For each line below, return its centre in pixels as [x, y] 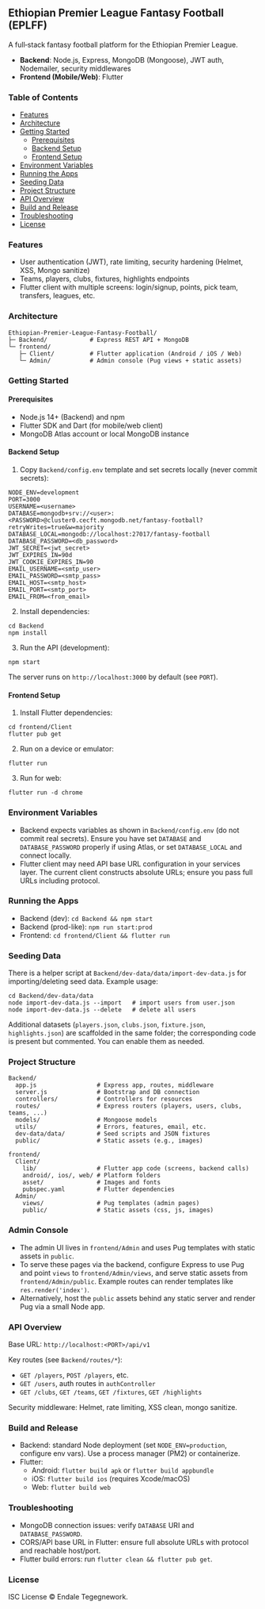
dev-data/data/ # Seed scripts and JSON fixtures [113, 1134]
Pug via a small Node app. [62, 1306]
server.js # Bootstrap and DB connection [108, 1093]
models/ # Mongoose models [86, 1120]
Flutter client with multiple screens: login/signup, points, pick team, [129, 287]
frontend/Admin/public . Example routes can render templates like [126, 1281]
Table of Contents [44, 97]
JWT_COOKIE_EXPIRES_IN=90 [51, 563]
